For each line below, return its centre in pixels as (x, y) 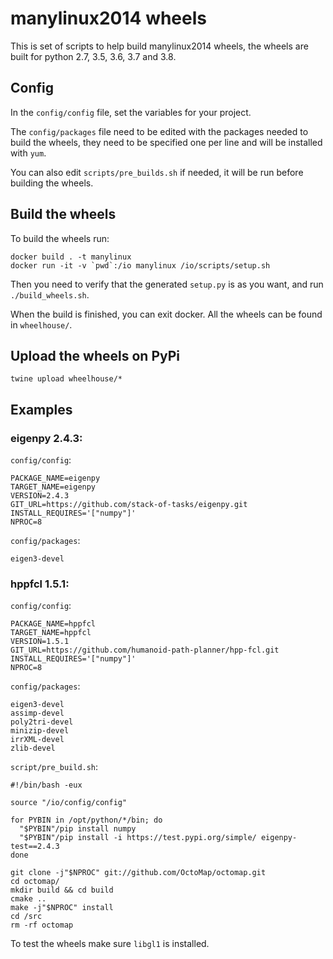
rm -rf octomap (42, 925)
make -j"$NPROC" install (62, 908)
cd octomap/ (35, 882)
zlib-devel (33, 748)
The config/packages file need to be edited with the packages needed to (159, 131)
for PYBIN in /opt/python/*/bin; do (86, 820)
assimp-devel (37, 713)
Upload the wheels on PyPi (95, 355)
